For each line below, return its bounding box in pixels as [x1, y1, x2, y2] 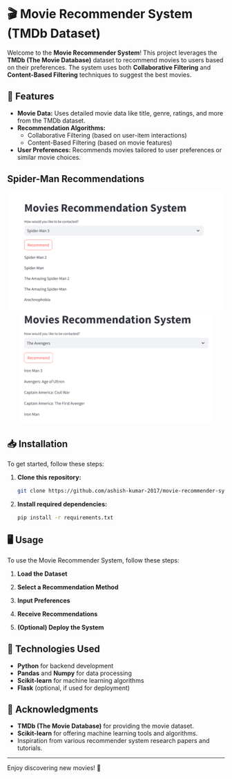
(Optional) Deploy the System [17, 623, 104, 631]
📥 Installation [7, 438, 68, 450]
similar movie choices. [17, 153, 81, 161]
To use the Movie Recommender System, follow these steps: [7, 556, 180, 565]
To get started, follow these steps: [7, 460, 105, 468]
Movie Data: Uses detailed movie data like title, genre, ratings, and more [17, 109, 224, 117]
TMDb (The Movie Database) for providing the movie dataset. [17, 722, 195, 731]
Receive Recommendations [17, 610, 98, 618]
